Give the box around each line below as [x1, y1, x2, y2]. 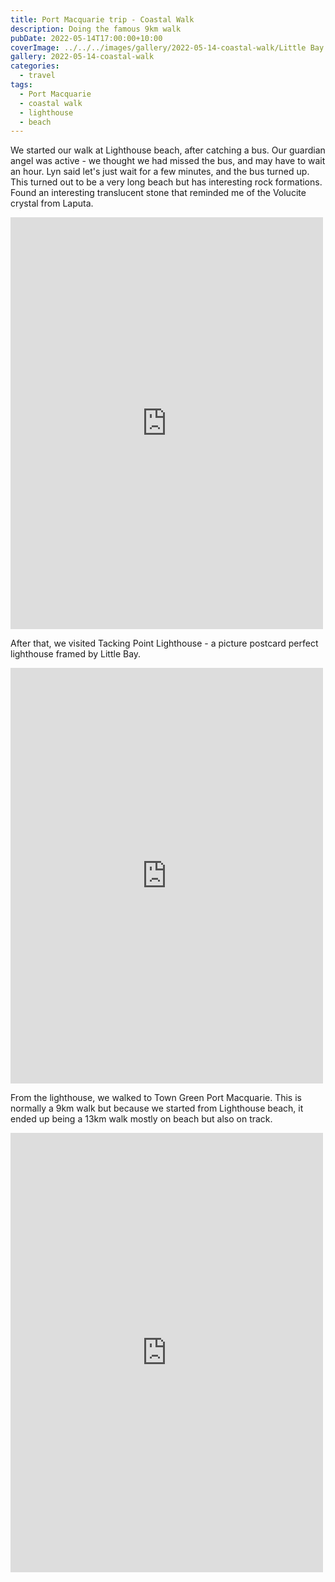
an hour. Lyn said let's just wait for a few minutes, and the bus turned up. [10, 166, 310, 178]
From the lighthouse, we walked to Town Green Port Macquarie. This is [10, 1092, 302, 1104]
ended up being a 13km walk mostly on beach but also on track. [10, 1113, 273, 1125]
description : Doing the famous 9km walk [10, 24, 182, 34]
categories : [10, 61, 60, 71]
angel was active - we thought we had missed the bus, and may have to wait [10, 155, 326, 167]
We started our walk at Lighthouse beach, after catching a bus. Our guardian [10, 144, 326, 156]
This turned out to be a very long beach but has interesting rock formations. [10, 176, 323, 188]
